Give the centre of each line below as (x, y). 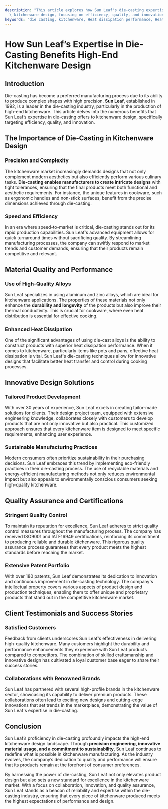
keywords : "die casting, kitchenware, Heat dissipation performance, (79, 19)
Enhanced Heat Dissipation (39, 329)
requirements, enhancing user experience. (49, 434)
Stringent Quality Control (36, 515)
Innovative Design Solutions (50, 382)
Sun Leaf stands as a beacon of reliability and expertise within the (73, 791)
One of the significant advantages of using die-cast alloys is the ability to (80, 340)
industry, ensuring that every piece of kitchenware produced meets (91, 796)
